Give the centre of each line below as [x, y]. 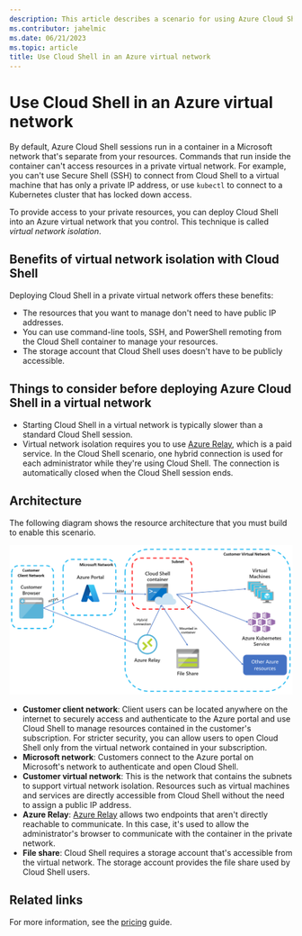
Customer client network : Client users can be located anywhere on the [155, 709]
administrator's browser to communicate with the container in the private [157, 833]
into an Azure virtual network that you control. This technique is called [139, 222]
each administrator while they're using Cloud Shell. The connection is [151, 463]
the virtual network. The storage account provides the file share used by [156, 862]
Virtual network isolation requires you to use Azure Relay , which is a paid [157, 444]
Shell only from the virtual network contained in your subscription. [145, 747]
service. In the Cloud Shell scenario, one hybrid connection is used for [152, 453]
